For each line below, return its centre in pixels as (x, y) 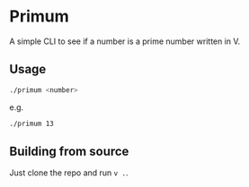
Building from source (69, 151)
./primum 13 (31, 123)
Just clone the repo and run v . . (69, 173)
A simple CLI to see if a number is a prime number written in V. (125, 41)
